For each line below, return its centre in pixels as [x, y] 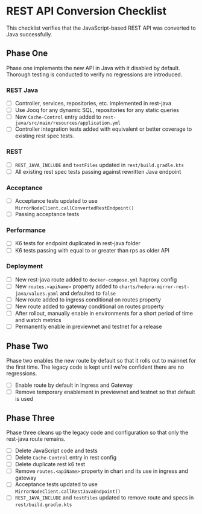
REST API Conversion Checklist [87, 11]
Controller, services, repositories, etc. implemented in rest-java [93, 104]
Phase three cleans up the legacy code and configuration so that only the [97, 432]
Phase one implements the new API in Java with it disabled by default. [93, 68]
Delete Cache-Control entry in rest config [66, 458]
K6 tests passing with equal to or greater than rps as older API [92, 250]
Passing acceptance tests [47, 214]
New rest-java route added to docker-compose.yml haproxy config [96, 279]
